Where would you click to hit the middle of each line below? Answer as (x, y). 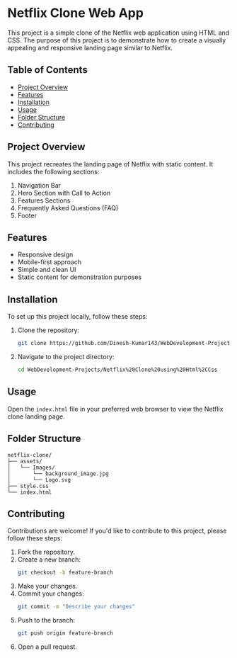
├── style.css (28, 486)
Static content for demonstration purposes (80, 277)
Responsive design (45, 255)
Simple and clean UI (47, 270)
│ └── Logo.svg (39, 480)
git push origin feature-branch (65, 633)
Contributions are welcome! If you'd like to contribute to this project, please (117, 531)
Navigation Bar (39, 185)
